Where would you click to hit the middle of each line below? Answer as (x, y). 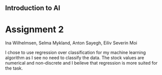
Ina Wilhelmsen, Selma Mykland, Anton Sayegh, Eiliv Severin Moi (71, 43)
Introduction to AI (33, 8)
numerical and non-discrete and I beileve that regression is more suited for (81, 63)
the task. (14, 68)
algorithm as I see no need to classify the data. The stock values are (75, 58)
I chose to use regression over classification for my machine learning (76, 53)
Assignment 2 (34, 29)
